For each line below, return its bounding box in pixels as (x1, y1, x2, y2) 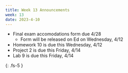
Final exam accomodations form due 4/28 (12, 31, 101, 37)
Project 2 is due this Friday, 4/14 (12, 47, 81, 54)
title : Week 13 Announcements (5, 7, 70, 13)
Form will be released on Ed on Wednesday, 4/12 (20, 36, 123, 42)
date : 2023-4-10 (5, 17, 40, 22)
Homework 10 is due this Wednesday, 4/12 (12, 42, 102, 48)
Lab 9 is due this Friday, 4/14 (12, 53, 74, 59)
